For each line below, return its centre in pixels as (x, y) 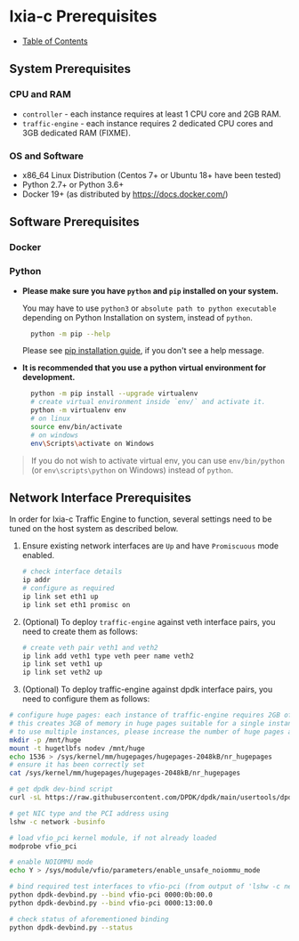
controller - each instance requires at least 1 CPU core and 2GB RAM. (152, 114)
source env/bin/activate (77, 426)
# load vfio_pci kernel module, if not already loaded (113, 838)
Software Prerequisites (74, 222)
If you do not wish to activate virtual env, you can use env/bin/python (158, 460)
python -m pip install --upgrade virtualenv (114, 393)
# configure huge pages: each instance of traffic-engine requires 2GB (145, 715)
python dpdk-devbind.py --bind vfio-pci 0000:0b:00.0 (111, 895)
